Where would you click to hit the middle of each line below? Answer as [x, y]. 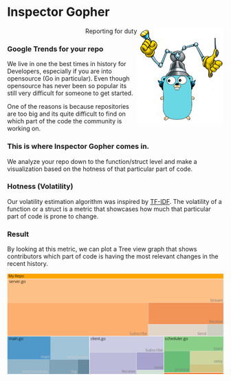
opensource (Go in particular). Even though [68, 79]
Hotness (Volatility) [40, 187]
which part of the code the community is [65, 121]
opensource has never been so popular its [67, 86]
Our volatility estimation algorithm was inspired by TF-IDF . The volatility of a [114, 201]
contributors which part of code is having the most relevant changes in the [113, 256]
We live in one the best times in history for [67, 64]
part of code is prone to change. [53, 216]
